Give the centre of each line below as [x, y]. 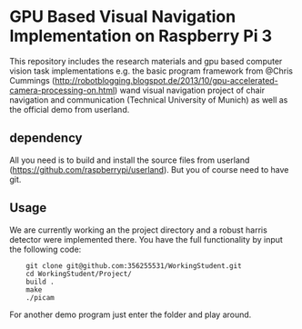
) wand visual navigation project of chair [190, 90]
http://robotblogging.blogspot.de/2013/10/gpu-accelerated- [166, 80]
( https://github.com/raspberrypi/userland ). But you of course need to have [149, 169]
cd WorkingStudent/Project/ [79, 274]
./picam [40, 297]
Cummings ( [32, 80]
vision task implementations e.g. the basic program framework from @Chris [151, 71]
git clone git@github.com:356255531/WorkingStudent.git [134, 265]
